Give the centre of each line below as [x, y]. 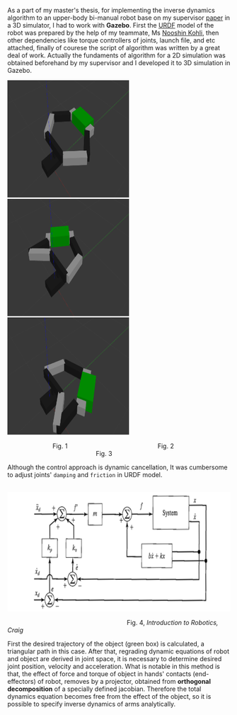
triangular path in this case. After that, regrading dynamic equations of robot [118, 651]
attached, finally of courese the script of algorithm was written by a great [114, 48]
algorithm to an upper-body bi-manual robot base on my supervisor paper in [119, 18]
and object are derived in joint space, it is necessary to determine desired [115, 659]
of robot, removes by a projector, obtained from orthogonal [124, 681]
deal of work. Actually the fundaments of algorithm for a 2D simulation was [117, 55]
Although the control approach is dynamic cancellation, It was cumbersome [117, 467]
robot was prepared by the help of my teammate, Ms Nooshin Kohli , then [113, 33]
